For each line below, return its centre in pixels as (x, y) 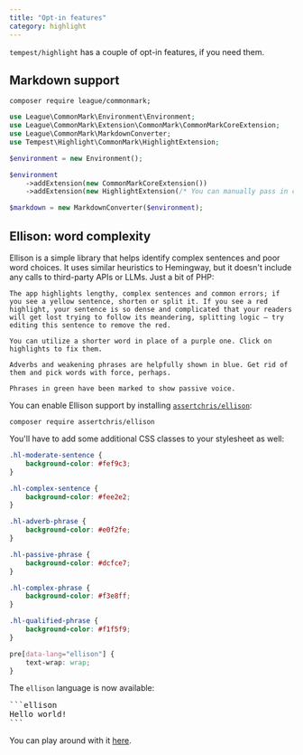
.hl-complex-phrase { (50, 588)
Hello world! (38, 714)
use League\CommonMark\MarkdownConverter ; (90, 134)
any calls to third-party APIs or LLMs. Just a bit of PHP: (112, 277)
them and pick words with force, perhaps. (90, 373)
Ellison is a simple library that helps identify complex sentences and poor (145, 258)
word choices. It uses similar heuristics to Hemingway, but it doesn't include (151, 267)
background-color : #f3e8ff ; (78, 596)
